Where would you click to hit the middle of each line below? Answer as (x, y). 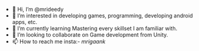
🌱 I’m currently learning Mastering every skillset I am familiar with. (95, 28)
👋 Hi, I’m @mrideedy (38, 9)
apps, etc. (25, 22)
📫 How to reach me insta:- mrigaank (59, 41)
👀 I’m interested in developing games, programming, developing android (103, 16)
